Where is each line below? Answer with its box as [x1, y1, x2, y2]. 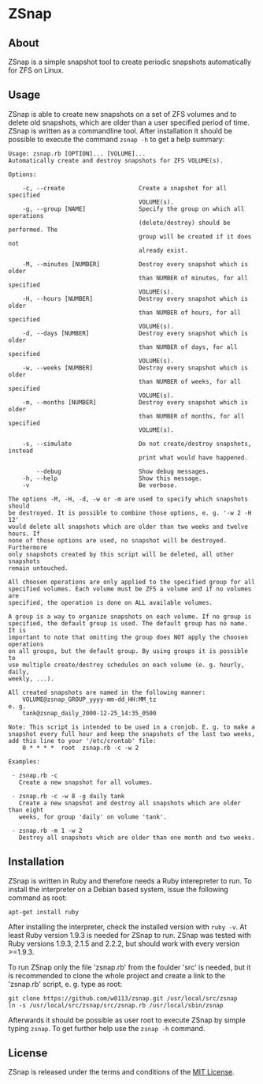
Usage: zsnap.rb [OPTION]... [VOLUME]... [8, 149, 146, 158]
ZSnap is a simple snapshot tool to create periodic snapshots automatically [8, 57, 252, 66]
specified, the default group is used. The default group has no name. [8, 619, 248, 628]
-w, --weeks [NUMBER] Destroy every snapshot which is [22, 364, 248, 372]
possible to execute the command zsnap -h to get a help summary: [8, 134, 225, 144]
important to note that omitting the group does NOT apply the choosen [8, 633, 248, 641]
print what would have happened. [138, 453, 248, 462]
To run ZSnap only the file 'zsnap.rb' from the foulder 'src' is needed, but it [8, 962, 251, 972]
